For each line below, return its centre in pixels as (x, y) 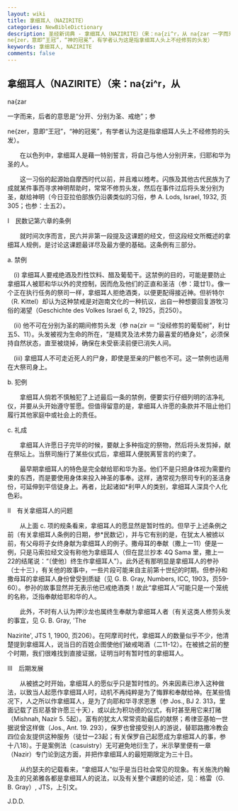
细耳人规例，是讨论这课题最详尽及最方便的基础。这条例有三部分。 (103, 245)
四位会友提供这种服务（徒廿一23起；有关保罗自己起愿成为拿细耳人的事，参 (117, 736)
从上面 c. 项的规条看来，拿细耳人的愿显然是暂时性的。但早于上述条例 (120, 525)
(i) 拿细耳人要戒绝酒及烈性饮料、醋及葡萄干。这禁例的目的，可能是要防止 (120, 274)
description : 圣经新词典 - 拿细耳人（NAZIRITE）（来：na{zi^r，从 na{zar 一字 (115, 34)
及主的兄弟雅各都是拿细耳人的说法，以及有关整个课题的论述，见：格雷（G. (116, 778)
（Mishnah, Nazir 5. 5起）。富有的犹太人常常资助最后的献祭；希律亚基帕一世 (118, 718)
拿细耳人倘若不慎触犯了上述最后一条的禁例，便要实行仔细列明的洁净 (119, 397)
